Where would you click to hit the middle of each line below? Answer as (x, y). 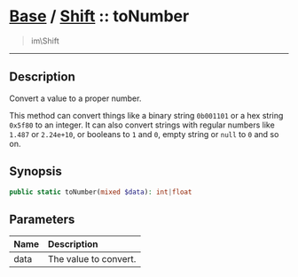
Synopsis (35, 171)
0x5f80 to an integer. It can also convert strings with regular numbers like (142, 125)
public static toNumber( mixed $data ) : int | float (101, 192)
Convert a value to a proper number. (75, 98)
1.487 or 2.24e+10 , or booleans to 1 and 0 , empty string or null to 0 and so (144, 134)
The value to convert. (92, 259)
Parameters (42, 219)
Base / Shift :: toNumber (99, 16)
